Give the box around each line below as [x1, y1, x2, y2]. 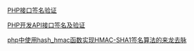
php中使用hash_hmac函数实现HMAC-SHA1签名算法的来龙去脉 [7, 36, 187, 44]
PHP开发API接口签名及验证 [7, 21, 86, 29]
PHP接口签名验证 [7, 6, 58, 14]
